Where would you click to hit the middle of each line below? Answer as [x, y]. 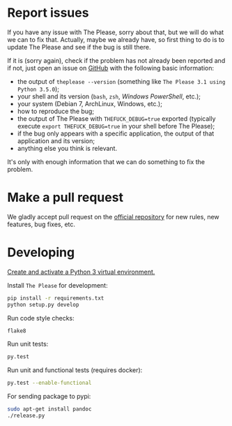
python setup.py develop [43, 304]
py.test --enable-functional [49, 383]
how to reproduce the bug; [56, 111]
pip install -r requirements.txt [56, 298]
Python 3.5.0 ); [38, 89]
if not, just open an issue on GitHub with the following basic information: [111, 68]
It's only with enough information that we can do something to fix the [106, 161]
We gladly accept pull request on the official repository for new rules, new [113, 216]
